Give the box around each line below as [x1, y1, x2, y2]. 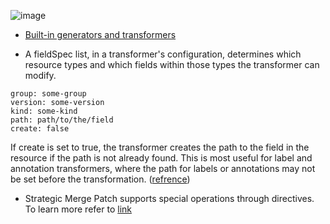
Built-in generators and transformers [24, 29, 177, 40]
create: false [10, 124, 70, 134]
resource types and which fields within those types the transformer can [24, 59, 320, 70]
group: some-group [10, 89, 87, 99]
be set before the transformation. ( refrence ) [10, 173, 191, 185]
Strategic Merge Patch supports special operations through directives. [24, 193, 315, 204]
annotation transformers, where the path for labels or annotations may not [10, 163, 316, 174]
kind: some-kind [10, 106, 78, 116]
